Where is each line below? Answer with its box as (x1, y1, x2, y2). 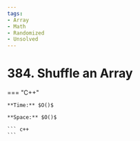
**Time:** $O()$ (7, 102, 54, 109)
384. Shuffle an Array (7, 66, 133, 82)
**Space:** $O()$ (7, 114, 57, 121)
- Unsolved (7, 36, 39, 43)
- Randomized (7, 29, 45, 37)
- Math (7, 23, 26, 30)
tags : (7, 10, 23, 17)
